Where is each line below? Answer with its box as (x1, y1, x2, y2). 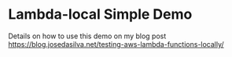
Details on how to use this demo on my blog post (8, 31, 167, 41)
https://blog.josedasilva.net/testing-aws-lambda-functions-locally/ (8, 39, 224, 48)
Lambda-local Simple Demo (8, 5, 193, 23)
